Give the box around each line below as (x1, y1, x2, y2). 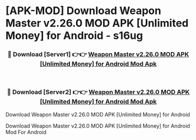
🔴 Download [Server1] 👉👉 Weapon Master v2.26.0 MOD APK (7, 50, 190, 59)
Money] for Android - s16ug (5, 29, 144, 42)
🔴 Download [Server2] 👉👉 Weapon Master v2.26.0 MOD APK (6, 88, 190, 96)
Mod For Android (5, 128, 46, 135)
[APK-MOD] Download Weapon (5, 4, 161, 18)
